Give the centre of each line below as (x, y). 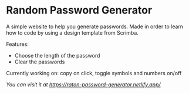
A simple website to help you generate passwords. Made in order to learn (95, 26)
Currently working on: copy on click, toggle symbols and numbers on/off (94, 73)
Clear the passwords (40, 62)
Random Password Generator (79, 10)
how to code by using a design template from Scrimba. (72, 32)
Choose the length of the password (57, 55)
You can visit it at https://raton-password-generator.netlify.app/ (83, 84)
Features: (18, 44)
